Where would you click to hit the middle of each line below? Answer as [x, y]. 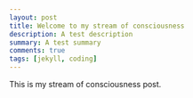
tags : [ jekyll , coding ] [53, 59]
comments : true [37, 51]
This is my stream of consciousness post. [85, 84]
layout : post [33, 17]
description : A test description [71, 34]
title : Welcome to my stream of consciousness [97, 26]
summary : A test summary [55, 42]
